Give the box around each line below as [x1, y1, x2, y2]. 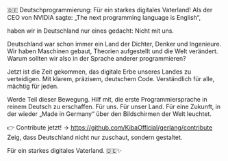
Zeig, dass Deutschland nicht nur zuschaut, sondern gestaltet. [7, 133, 183, 141]
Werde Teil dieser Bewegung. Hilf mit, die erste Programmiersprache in [7, 96, 207, 103]
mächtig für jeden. [7, 82, 60, 90]
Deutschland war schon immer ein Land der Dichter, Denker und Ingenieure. [7, 40, 222, 48]
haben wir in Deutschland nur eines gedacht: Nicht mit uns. [7, 27, 175, 35]
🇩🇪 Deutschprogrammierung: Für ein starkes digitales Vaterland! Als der [7, 6, 213, 14]
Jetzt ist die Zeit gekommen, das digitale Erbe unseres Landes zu [7, 68, 192, 76]
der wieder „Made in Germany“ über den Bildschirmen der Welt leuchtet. [7, 110, 212, 118]
